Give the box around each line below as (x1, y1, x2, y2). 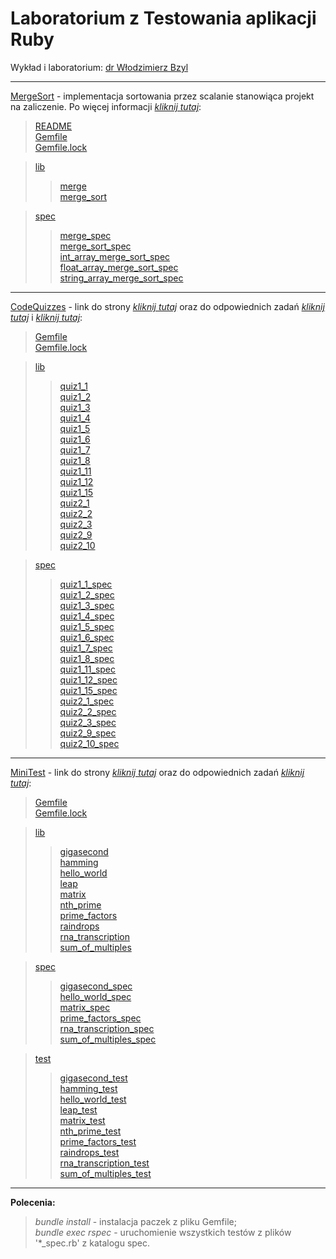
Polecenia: (10, 1196, 56, 1208)
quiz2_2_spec (59, 705, 117, 717)
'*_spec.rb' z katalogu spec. (34, 1237, 151, 1249)
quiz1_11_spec (59, 663, 117, 675)
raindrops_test (59, 1146, 120, 1158)
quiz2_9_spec (59, 727, 117, 739)
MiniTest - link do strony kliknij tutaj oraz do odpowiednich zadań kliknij (10, 766, 305, 778)
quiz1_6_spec (59, 631, 115, 643)
